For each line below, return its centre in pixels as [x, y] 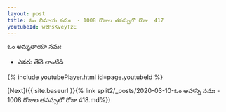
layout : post [26, 14]
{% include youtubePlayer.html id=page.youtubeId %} [85, 77]
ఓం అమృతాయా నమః [34, 47]
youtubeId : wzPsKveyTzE [42, 27]
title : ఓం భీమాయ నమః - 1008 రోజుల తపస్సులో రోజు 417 [86, 20]
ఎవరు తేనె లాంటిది [40, 62]
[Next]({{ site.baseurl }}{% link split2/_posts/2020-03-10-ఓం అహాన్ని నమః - [114, 91]
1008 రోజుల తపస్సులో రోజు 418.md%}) [59, 100]
